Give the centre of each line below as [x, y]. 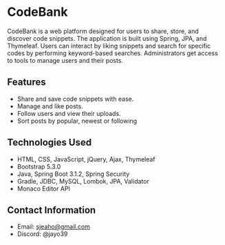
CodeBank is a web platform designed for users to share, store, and [103, 31]
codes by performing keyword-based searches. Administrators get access [112, 53]
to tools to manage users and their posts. [65, 60]
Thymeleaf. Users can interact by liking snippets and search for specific [109, 46]
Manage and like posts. [50, 106]
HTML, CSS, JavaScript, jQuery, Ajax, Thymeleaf [86, 159]
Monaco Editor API [44, 188]
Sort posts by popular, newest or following [77, 121]
